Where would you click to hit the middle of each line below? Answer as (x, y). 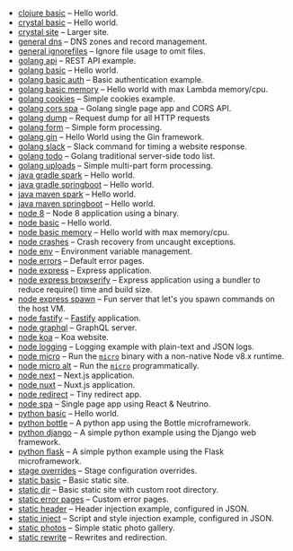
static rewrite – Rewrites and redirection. (93, 537)
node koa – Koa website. (63, 337)
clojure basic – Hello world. (68, 13)
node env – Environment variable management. (105, 251)
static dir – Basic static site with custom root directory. (118, 490)
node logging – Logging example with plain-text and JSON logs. (136, 346)
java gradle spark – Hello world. (76, 175)
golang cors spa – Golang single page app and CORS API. (124, 108)
